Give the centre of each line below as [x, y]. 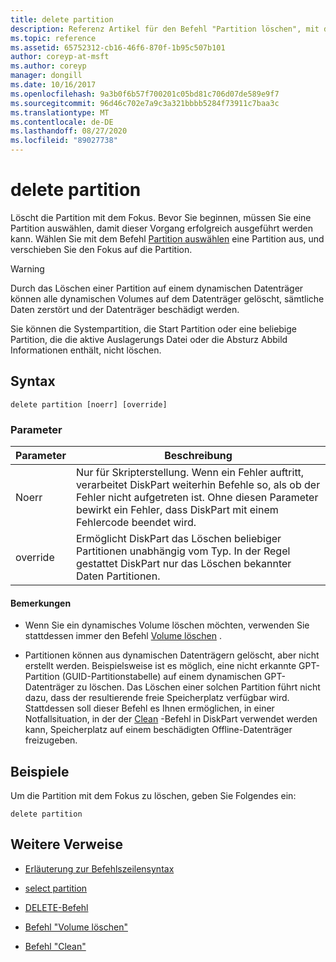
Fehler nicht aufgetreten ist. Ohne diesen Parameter [197, 498]
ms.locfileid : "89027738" [64, 141]
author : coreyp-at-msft [60, 57]
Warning [27, 268]
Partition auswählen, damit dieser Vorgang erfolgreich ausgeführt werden [161, 228]
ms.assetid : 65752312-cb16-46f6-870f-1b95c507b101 [118, 47]
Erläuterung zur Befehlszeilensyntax [99, 868]
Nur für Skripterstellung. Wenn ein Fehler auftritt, [190, 473]
